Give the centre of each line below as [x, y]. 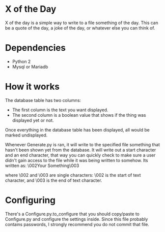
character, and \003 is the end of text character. [54, 180]
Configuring [30, 200]
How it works [32, 87]
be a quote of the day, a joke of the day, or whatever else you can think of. [80, 28]
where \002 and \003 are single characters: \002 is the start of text [73, 175]
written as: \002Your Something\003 [42, 166]
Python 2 [21, 61]
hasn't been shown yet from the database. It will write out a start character [81, 150]
